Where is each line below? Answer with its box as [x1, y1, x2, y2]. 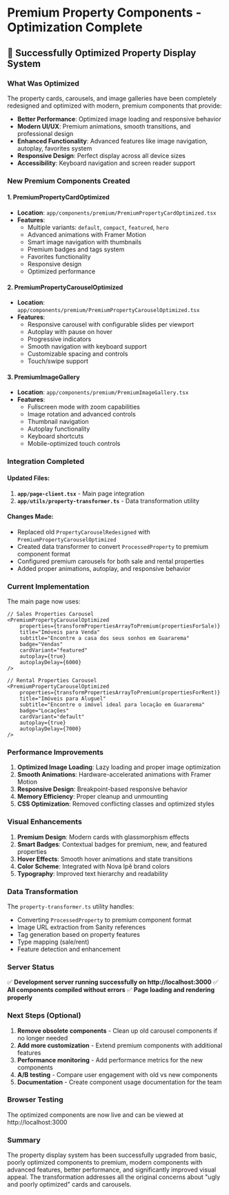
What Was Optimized [7, 78, 79, 88]
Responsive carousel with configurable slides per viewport [27, 320, 195, 329]
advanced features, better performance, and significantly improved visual [7, 1165, 217, 1174]
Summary [7, 1135, 41, 1145]
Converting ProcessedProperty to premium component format [17, 915, 192, 924]
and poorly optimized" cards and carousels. [7, 1181, 132, 1189]
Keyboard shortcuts [27, 432, 84, 440]
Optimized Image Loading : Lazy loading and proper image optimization [17, 763, 221, 771]
